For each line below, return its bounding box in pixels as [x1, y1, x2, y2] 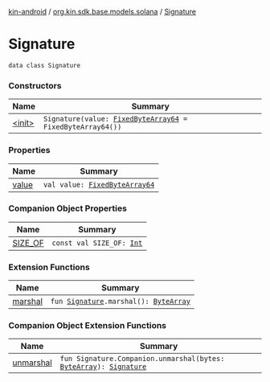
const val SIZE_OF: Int [51, 238, 143, 248]
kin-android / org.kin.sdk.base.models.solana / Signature [8, 7, 197, 16]
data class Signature [8, 61, 81, 69]
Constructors [8, 80, 62, 91]
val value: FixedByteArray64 [43, 180, 155, 189]
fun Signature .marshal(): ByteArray [50, 297, 191, 306]
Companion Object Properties [8, 203, 127, 214]
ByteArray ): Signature [59, 362, 147, 372]
